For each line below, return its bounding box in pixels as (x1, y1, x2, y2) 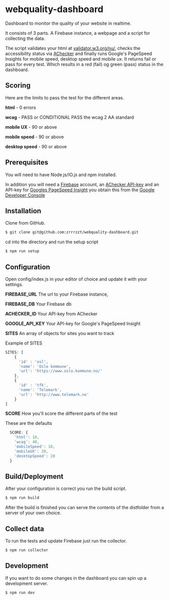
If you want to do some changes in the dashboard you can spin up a (5, 575, 147, 581)
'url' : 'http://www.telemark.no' (18, 392, 89, 397)
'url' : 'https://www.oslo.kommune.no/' (18, 368, 102, 374)
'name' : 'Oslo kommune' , (18, 364, 71, 369)
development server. (5, 580, 48, 586)
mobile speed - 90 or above (5, 134, 64, 140)
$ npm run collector (5, 548, 49, 553)
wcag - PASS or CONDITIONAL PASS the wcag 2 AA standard (5, 114, 134, 120)
